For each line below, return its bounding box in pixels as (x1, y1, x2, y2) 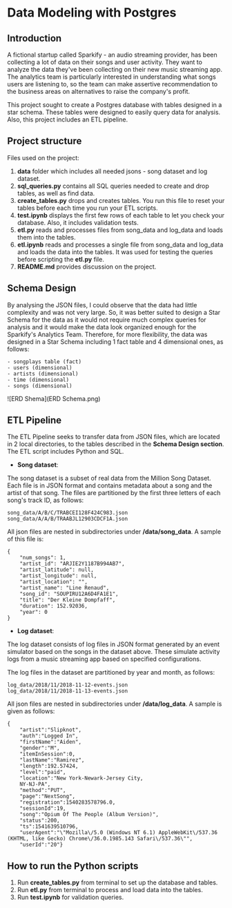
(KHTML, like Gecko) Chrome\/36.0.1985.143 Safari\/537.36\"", (7, 835, 193, 842)
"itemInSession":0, (19, 751, 76, 757)
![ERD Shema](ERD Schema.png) (7, 394, 101, 403)
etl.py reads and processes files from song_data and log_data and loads (17, 226, 223, 234)
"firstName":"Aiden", (19, 739, 81, 746)
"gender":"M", (19, 744, 60, 752)
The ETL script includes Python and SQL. (7, 447, 124, 456)
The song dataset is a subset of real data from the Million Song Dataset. (7, 474, 212, 483)
